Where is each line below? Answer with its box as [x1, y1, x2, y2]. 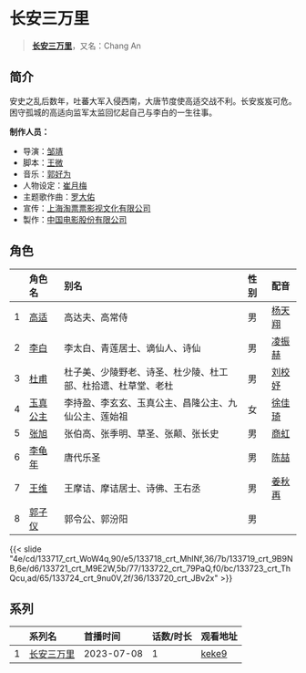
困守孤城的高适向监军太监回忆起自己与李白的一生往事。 [9, 107, 217, 118]
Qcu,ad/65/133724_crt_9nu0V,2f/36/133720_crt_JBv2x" [9, 572, 219, 584]
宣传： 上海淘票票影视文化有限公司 [22, 202, 151, 213]
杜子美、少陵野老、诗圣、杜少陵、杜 [63, 366, 219, 378]
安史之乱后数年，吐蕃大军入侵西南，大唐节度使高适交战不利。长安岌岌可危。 [9, 95, 297, 106]
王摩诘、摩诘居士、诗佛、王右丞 [63, 481, 201, 494]
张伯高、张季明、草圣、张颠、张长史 [63, 427, 219, 440]
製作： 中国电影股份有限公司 [22, 213, 127, 224]
